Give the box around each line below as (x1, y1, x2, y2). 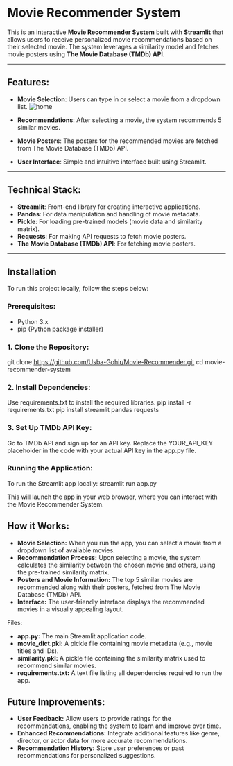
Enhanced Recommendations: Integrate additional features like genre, (17, 729, 220, 738)
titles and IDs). (17, 647, 59, 655)
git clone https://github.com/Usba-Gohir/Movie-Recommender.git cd (7, 357, 203, 366)
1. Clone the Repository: (7, 342, 89, 352)
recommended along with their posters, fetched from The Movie (17, 583, 201, 591)
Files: (7, 618, 23, 627)
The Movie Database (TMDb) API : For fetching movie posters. (17, 239, 196, 248)
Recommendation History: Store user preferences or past (17, 744, 184, 752)
